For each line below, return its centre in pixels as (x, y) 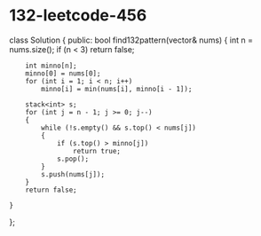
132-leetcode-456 (78, 16)
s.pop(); (73, 159)
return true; (97, 151)
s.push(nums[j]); (73, 174)
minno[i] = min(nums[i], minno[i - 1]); (117, 89)
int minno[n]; (51, 66)
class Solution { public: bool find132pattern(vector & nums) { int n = (131, 40)
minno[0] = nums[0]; (63, 73)
